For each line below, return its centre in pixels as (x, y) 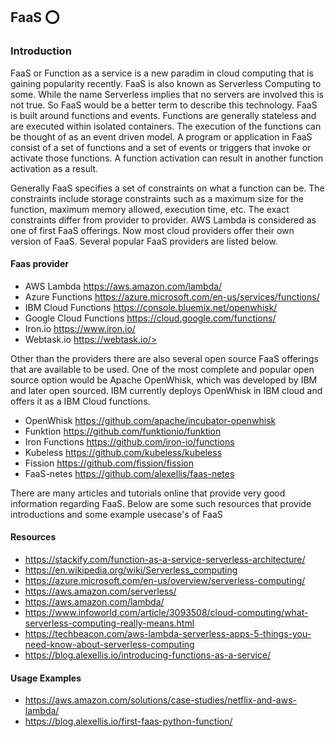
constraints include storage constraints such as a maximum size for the (157, 198)
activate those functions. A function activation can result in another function (167, 158)
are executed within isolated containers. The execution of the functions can (166, 126)
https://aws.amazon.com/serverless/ (100, 591)
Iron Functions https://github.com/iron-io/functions (129, 441)
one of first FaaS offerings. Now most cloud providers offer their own (152, 230)
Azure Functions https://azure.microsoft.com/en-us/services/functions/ (172, 296)
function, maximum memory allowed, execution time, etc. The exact (150, 209)
